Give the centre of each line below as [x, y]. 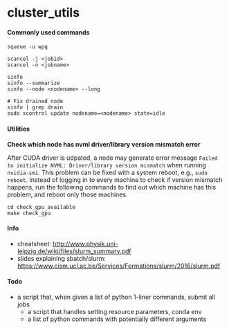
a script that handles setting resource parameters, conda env [114, 312]
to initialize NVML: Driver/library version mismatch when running [107, 165]
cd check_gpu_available [42, 207]
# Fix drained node [35, 102]
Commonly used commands [48, 32]
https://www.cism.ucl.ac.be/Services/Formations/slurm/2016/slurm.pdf [119, 266]
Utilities [18, 129]
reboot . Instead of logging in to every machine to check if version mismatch [115, 180]
